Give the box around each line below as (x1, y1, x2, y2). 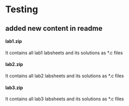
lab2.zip (5, 61, 23, 68)
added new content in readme (5, 24, 103, 33)
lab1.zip (5, 38, 22, 45)
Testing (5, 4, 38, 15)
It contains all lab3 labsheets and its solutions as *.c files (5, 96, 124, 102)
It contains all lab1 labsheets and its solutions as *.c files (5, 50, 123, 56)
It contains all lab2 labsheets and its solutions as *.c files (5, 73, 124, 79)
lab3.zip (5, 84, 23, 91)
